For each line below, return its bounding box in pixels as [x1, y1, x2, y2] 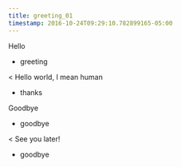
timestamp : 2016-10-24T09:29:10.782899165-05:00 [8, 19, 173, 27]
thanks [19, 87, 42, 97]
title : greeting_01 [8, 11, 73, 20]
